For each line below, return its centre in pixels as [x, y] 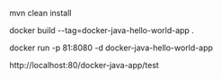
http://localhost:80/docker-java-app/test [84, 65]
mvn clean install [40, 13]
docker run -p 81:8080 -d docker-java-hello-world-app [111, 48]
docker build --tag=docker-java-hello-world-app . [102, 30]
